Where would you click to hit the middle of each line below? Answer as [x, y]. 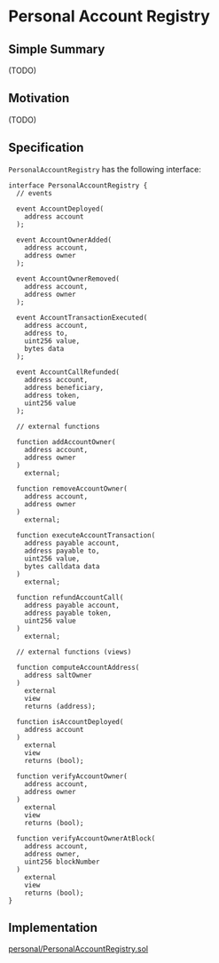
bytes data [44, 348]
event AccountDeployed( [60, 209]
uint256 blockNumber [62, 862]
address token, [52, 395]
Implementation [53, 928]
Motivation [39, 98]
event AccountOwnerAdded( [64, 240]
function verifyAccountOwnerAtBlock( [86, 838]
